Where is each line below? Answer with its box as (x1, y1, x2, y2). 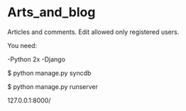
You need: (7, 41, 38, 49)
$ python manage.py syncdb (7, 69, 92, 77)
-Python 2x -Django (7, 54, 66, 64)
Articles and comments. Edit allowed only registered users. (7, 28, 180, 36)
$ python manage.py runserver (7, 82, 98, 90)
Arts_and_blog (7, 4, 96, 21)
